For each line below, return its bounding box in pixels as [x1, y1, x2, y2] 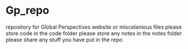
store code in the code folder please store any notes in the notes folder [5, 29, 182, 36]
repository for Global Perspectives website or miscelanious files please [5, 23, 182, 30]
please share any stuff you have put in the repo [5, 36, 123, 43]
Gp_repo [5, 4, 49, 17]
